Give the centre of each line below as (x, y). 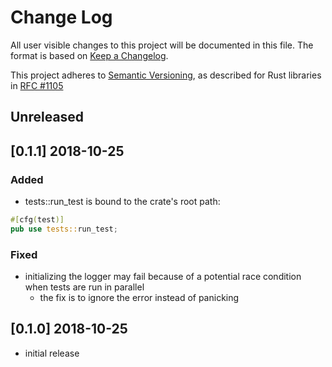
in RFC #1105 (37, 85)
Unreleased (47, 117)
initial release (52, 353)
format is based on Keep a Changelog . (89, 55)
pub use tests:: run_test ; (64, 229)
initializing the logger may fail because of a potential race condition (163, 277)
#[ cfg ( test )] (37, 220)
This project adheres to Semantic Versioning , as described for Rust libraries (166, 75)
